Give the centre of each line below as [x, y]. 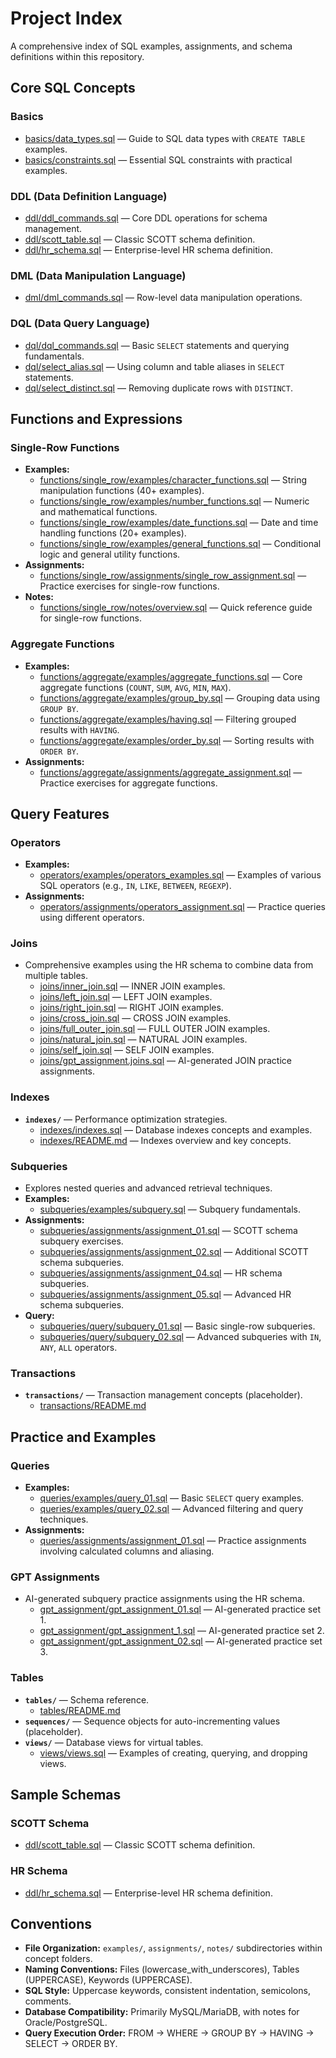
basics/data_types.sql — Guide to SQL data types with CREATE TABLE [165, 138]
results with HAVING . [79, 729]
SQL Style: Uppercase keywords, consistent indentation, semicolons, [167, 1991]
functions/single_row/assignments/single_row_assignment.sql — [173, 576]
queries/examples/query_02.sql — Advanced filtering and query [171, 1509]
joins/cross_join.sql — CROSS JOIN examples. [135, 1018]
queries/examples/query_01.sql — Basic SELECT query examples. [172, 1498]
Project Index [66, 18]
